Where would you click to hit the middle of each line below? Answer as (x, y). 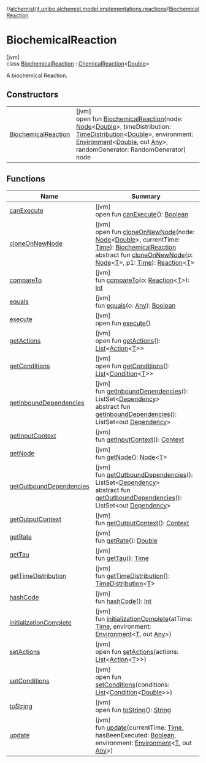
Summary (146, 196)
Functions (26, 179)
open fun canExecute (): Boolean (142, 214)
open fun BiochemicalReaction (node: (129, 119)
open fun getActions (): (128, 341)
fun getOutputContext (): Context (142, 523)
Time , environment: (123, 626)
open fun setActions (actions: (137, 651)
